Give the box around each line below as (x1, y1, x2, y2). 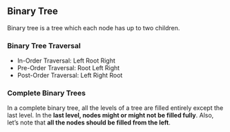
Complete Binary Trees (7, 89, 86, 98)
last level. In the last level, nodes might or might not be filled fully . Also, (7, 111, 214, 120)
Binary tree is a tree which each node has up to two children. (7, 23, 180, 32)
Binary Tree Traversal (7, 41, 81, 50)
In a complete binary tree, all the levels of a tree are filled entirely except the (7, 104, 224, 112)
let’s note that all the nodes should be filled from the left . (7, 118, 171, 126)
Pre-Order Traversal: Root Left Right (17, 64, 120, 72)
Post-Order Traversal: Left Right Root (17, 71, 123, 80)
